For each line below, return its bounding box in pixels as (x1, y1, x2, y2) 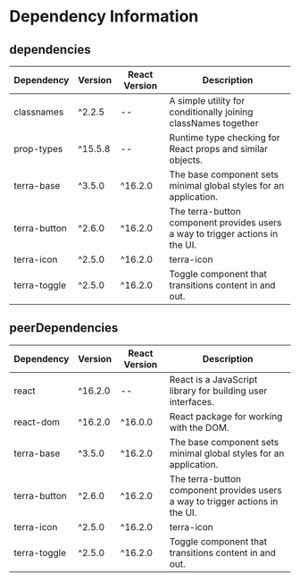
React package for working (169, 409, 283, 422)
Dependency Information (9, 6, 199, 27)
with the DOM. (169, 421, 229, 434)
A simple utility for (169, 95, 246, 106)
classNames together (169, 117, 259, 129)
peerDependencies (9, 320, 119, 336)
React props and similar (169, 143, 269, 155)
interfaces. (169, 395, 214, 408)
